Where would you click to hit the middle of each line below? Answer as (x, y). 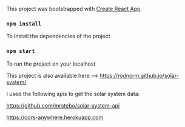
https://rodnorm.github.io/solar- (139, 75)
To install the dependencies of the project (58, 36)
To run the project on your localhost (51, 64)
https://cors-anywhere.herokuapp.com (55, 117)
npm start (21, 51)
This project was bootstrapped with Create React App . (74, 9)
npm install (24, 23)
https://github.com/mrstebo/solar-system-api (63, 105)
